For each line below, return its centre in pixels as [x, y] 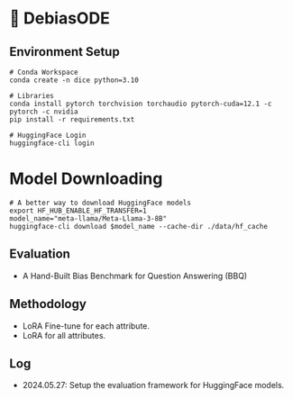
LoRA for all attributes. [64, 335]
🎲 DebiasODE [60, 18]
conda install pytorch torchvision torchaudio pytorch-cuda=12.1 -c [141, 104]
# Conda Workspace [44, 72]
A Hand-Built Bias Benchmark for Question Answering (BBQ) [135, 276]
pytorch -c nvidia [44, 112]
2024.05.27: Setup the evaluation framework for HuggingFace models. [153, 385]
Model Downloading [86, 179]
